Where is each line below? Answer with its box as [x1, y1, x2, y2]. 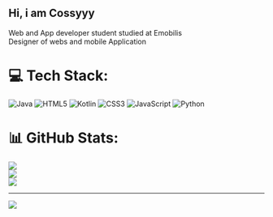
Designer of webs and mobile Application [8, 36, 147, 46]
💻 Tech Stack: [8, 66, 109, 84]
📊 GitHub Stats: [8, 129, 119, 147]
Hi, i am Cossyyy [8, 6, 95, 20]
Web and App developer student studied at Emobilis [8, 28, 183, 37]
